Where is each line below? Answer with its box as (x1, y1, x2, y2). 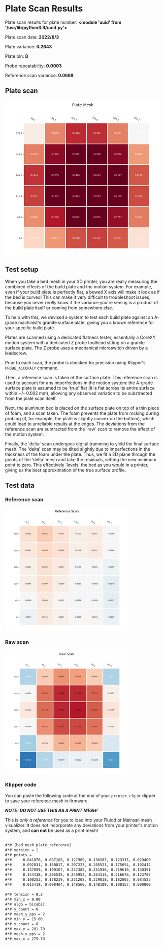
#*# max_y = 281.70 (5, 926, 45, 931)
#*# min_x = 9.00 (5, 897, 41, 902)
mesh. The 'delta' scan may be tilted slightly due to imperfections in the (5, 446, 151, 452)
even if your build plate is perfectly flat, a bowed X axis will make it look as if (5, 289, 160, 295)
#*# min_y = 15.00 (5, 916, 43, 921)
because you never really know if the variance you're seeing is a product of (5, 299, 159, 305)
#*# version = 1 (5, 847, 38, 852)
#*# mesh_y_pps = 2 (5, 911, 45, 916)
